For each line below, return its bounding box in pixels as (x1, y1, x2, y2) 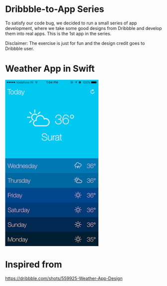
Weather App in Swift (5, 63, 95, 74)
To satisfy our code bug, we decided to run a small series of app (5, 20, 137, 26)
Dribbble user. (5, 45, 34, 51)
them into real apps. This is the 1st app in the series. (5, 30, 112, 36)
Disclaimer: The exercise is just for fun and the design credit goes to (5, 40, 145, 46)
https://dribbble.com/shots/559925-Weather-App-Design (5, 275, 123, 281)
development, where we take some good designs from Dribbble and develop (5, 25, 163, 31)
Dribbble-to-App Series (5, 3, 104, 15)
